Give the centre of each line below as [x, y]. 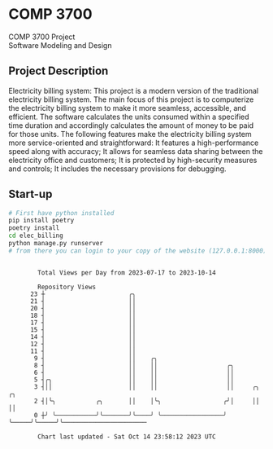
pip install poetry [41, 221]
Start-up [30, 194]
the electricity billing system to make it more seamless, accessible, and [127, 108]
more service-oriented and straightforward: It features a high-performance [134, 143]
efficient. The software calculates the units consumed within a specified [129, 117]
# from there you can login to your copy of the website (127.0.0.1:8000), [139, 251]
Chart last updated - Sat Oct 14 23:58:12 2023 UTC [127, 437]
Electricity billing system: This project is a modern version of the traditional [133, 90]
